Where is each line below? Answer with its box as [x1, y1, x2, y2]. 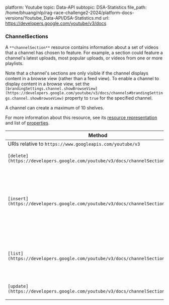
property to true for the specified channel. [65, 95, 153, 101]
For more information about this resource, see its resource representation [5, 114, 157, 120]
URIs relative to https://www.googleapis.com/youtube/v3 [8, 141, 140, 148]
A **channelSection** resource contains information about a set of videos [5, 44, 158, 50]
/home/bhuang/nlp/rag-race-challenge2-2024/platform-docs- [5, 10, 134, 16]
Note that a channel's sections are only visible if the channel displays [5, 70, 148, 76]
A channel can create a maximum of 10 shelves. [5, 105, 104, 111]
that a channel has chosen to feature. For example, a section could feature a [5, 50, 163, 56]
